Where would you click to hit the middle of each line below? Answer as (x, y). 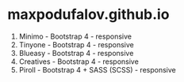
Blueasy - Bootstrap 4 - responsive (76, 53)
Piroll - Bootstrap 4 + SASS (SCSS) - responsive (97, 69)
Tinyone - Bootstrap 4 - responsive (76, 44)
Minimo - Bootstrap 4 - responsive (75, 36)
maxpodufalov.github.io (88, 15)
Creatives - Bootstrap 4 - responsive (79, 61)
